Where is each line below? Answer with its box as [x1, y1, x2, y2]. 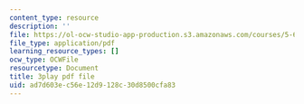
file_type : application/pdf [9, 38, 116, 48]
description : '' [9, 22, 71, 31]
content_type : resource [9, 13, 100, 23]
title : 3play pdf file [9, 72, 95, 81]
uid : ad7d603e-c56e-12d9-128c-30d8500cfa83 [9, 80, 176, 90]
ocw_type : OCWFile [9, 55, 79, 64]
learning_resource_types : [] [9, 47, 119, 56]
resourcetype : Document [9, 64, 100, 73]
